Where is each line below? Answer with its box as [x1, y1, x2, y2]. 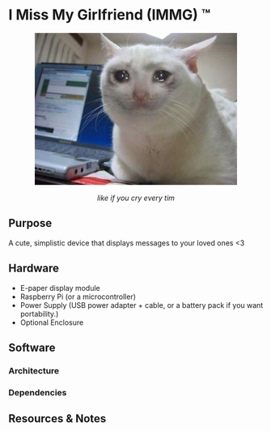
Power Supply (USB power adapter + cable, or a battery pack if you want [19, 300, 264, 309]
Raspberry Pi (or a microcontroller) [19, 292, 136, 301]
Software [8, 340, 56, 354]
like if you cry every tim [96, 193, 176, 203]
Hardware [8, 262, 59, 275]
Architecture [8, 365, 60, 376]
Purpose [8, 216, 53, 230]
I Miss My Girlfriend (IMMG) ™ [8, 6, 211, 24]
